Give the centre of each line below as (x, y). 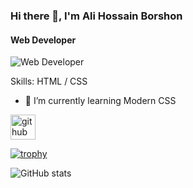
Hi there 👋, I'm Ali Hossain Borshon (96, 16)
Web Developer (43, 40)
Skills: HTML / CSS (49, 81)
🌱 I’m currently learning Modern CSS (100, 101)
